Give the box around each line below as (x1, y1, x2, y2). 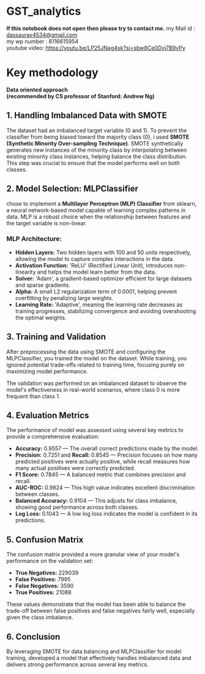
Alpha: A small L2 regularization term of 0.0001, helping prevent (15, 287, 177, 295)
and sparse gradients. (15, 281, 71, 289)
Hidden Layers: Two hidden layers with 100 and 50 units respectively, (15, 249, 192, 256)
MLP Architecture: (6, 234, 62, 243)
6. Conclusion (6, 631, 61, 642)
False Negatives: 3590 (15, 582, 74, 590)
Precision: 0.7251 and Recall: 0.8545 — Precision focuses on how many (15, 451, 198, 459)
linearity (15, 268, 36, 276)
